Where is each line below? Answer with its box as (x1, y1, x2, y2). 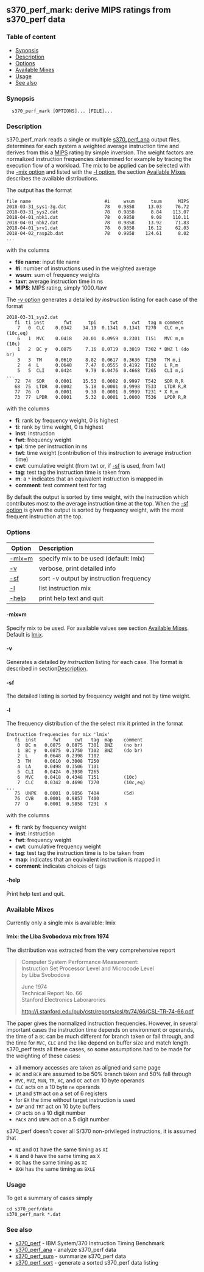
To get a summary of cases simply (6, 1195, 93, 1202)
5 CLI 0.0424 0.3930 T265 (17, 769, 99, 775)
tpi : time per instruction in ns (15, 443, 88, 450)
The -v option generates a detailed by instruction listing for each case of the (6, 296, 198, 304)
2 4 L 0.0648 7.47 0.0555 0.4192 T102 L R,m (17, 362, 178, 368)
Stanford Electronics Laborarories (21, 996, 106, 1004)
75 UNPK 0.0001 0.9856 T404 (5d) (14, 790, 135, 796)
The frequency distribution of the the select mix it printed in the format (6, 720, 183, 727)
